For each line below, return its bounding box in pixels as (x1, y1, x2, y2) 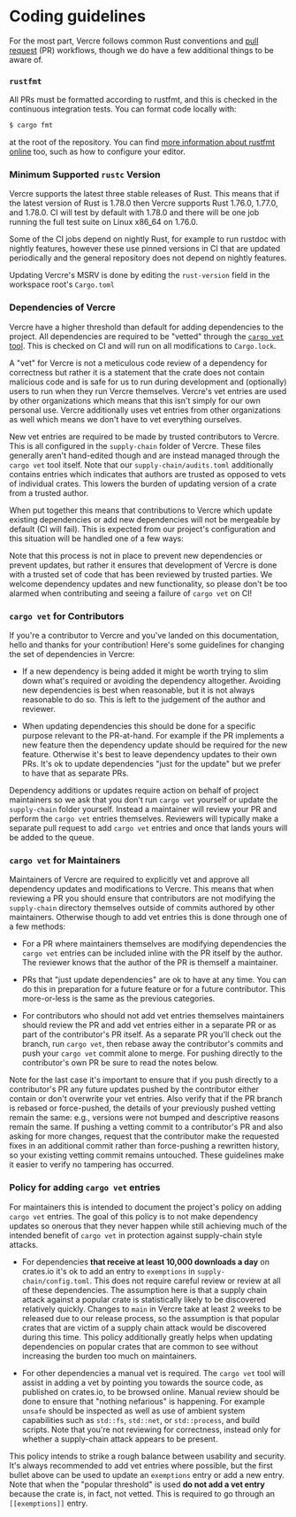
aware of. (9, 54, 44, 65)
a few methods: (9, 921, 66, 932)
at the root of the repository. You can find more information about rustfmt (9, 137, 276, 148)
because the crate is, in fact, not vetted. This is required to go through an (9, 1488, 276, 1498)
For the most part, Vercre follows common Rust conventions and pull (9, 35, 259, 46)
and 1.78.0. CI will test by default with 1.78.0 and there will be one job (9, 207, 260, 218)
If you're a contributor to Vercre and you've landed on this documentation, (9, 631, 280, 640)
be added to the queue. (9, 832, 95, 842)
